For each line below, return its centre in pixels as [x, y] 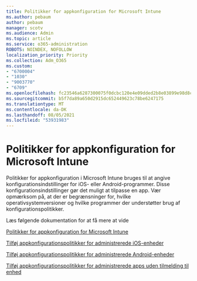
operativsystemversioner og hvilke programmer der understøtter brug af [93, 203]
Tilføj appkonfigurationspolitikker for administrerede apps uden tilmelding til [98, 266]
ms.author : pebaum [28, 17]
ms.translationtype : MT [35, 104]
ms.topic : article [28, 39]
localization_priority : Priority [47, 55]
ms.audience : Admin [30, 33]
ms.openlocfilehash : [31, 93]
